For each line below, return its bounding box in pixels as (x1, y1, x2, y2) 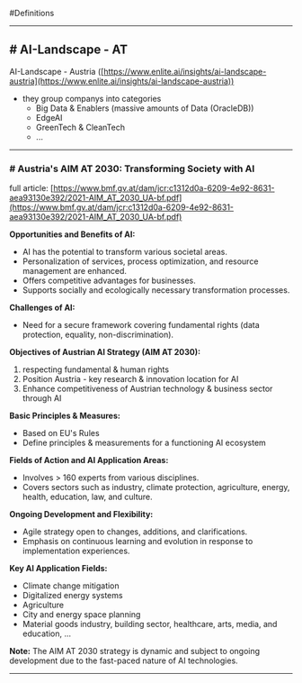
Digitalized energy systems (22, 590, 123, 601)
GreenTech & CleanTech (35, 122, 126, 132)
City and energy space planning (22, 609, 141, 620)
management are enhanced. (22, 266, 128, 277)
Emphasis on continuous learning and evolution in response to (22, 536, 253, 547)
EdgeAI (35, 112, 63, 123)
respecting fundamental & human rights (22, 364, 169, 375)
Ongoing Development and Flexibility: (9, 509, 154, 520)
